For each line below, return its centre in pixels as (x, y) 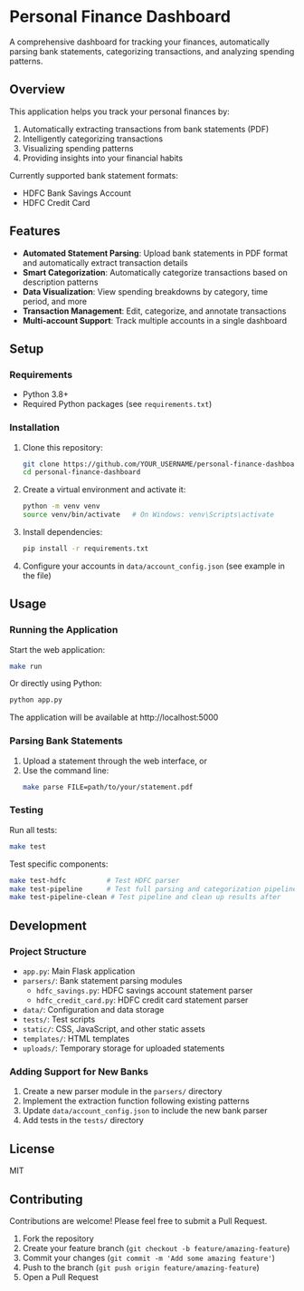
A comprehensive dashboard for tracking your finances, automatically (139, 42)
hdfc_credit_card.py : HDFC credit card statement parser (142, 1000)
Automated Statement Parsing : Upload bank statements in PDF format (155, 253)
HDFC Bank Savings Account (76, 193)
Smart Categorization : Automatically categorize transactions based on (155, 272)
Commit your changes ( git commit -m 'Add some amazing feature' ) (149, 1257)
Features (35, 232)
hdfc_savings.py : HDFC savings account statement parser (144, 991)
